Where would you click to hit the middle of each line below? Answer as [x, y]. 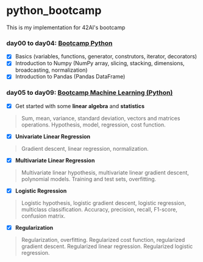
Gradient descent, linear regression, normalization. [85, 148]
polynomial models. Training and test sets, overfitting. [89, 179]
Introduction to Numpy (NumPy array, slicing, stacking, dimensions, [100, 63]
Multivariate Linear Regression [55, 160]
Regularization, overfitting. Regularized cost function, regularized [103, 240]
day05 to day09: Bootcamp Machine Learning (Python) [90, 93]
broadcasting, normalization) [51, 70]
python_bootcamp [54, 11]
